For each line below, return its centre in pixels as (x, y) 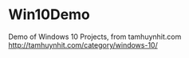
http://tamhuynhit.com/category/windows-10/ (83, 44)
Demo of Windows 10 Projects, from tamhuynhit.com (95, 37)
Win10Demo (49, 15)
